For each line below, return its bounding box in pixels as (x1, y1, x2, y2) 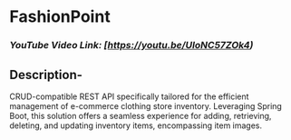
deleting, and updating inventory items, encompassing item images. (9, 120, 263, 131)
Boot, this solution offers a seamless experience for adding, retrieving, (9, 110, 272, 121)
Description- (9, 66, 83, 83)
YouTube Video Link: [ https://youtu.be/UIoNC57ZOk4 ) (9, 39, 254, 52)
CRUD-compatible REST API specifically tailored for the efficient (9, 91, 249, 102)
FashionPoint (9, 6, 111, 27)
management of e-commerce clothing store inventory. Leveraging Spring (9, 100, 283, 111)
